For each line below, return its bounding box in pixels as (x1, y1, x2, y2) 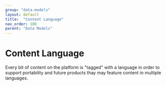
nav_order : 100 (5, 21, 37, 27)
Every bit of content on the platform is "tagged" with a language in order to (5, 64, 160, 70)
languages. (5, 75, 29, 81)
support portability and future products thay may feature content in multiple (5, 70, 161, 76)
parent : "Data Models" (5, 26, 53, 31)
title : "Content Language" (5, 17, 64, 22)
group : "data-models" (5, 7, 51, 13)
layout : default (5, 12, 39, 17)
